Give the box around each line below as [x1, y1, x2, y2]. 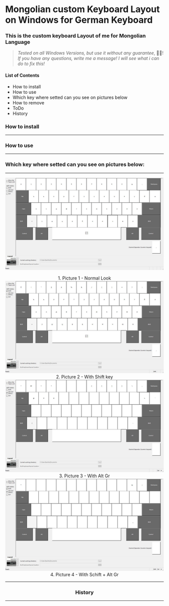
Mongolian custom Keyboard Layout [5, 4, 160, 15]
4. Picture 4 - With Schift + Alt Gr [50, 571, 119, 577]
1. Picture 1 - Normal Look [57, 275, 112, 281]
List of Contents [5, 72, 40, 79]
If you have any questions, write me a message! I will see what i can [17, 56, 159, 62]
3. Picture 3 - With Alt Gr [59, 473, 110, 479]
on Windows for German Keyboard [5, 14, 153, 26]
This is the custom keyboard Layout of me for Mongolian [5, 32, 146, 39]
